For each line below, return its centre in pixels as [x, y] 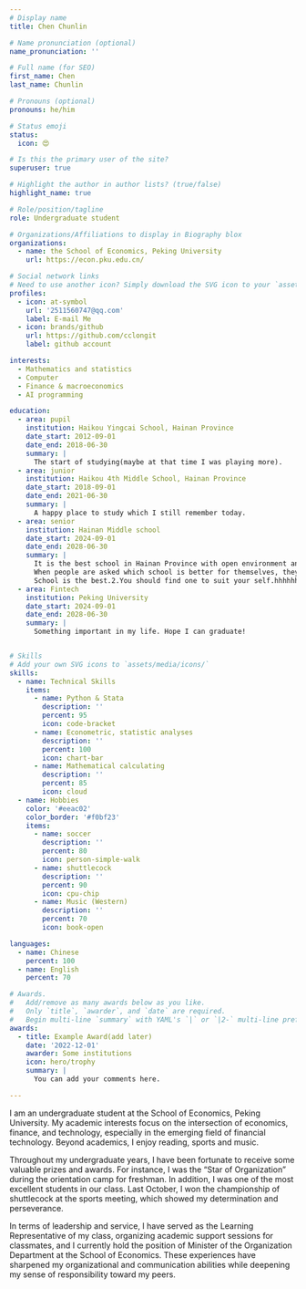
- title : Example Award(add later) [85, 1036]
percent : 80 [65, 851]
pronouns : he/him [42, 109]
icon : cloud [65, 792]
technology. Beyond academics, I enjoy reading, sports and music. [134, 1142]
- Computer [38, 378]
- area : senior [46, 521]
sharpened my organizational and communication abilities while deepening [150, 1264]
